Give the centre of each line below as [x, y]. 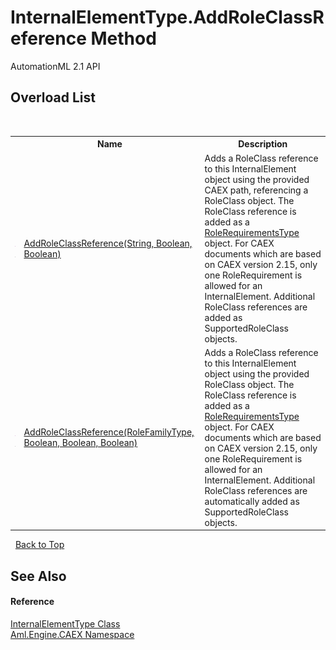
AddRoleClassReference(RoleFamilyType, [109, 432]
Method [123, 38]
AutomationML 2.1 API [55, 66]
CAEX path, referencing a [256, 190]
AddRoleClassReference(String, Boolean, [108, 243]
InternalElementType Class [65, 623]
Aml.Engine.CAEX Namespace [72, 634]
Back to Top [39, 545]
